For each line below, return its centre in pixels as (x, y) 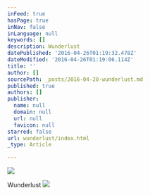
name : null (30, 106)
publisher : (23, 99)
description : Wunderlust (44, 46)
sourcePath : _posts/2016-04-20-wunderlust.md (75, 79)
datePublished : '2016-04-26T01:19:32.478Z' (72, 54)
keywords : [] (26, 40)
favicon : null (34, 125)
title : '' (22, 66)
